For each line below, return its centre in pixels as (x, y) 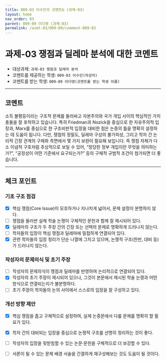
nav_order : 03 (20, 19)
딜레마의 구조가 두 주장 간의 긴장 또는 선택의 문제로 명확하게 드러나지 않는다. (85, 227)
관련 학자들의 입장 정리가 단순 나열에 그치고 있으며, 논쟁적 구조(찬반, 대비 (82, 239)
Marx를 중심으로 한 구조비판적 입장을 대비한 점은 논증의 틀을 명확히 (80, 128)
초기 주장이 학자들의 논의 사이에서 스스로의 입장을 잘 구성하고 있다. (76, 290)
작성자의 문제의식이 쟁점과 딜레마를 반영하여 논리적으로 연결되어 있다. (79, 271)
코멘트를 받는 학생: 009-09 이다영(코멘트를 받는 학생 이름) (66, 81)
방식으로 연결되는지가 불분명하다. (44, 284)
